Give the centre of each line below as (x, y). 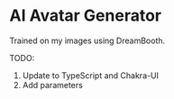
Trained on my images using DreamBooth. (87, 40)
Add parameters (52, 85)
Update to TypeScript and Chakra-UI (91, 75)
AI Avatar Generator (86, 16)
